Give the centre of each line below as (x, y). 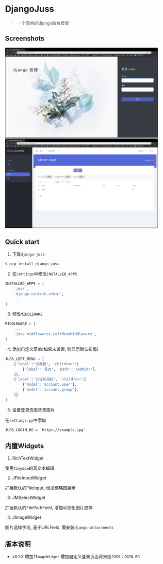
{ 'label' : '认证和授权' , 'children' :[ (50, 379)
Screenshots (25, 39)
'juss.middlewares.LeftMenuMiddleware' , (55, 334)
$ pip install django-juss (32, 264)
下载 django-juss (28, 254)
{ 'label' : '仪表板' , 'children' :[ (46, 364)
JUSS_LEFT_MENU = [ (25, 359)
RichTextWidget (28, 458)
